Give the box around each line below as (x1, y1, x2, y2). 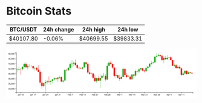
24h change (43, 26, 74, 33)
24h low (117, 26, 138, 33)
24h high (82, 26, 106, 33)
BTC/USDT (10, 26, 37, 33)
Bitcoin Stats (6, 4, 72, 18)
